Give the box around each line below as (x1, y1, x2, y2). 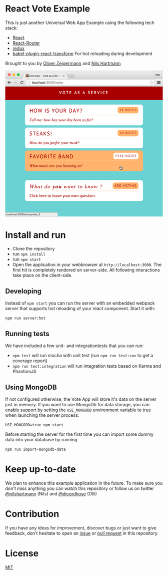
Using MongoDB (5, 383, 57, 391)
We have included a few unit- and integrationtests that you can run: (5, 343, 144, 349)
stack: (5, 25, 18, 31)
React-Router (12, 40, 40, 46)
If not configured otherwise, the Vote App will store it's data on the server (5, 396, 156, 402)
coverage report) (12, 358, 47, 364)
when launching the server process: (5, 412, 79, 418)
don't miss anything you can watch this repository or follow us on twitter (5, 485, 154, 491)
